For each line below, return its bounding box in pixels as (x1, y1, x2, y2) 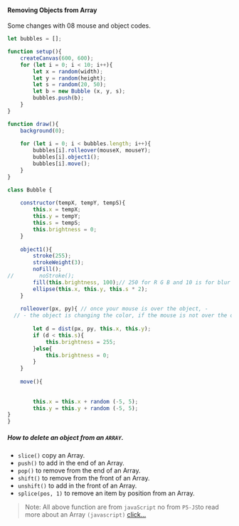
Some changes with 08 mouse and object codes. (7, 21, 151, 30)
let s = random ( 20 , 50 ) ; (33, 81, 107, 88)
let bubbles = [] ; (7, 36, 62, 43)
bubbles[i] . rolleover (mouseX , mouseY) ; (33, 147, 152, 154)
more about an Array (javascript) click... (24, 510, 147, 519)
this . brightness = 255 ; (45, 338, 116, 345)
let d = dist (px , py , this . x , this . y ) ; (33, 325, 152, 332)
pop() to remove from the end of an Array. (17, 466, 141, 475)
